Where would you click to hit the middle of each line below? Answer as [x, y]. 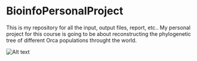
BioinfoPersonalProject [65, 11]
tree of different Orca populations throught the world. [72, 40]
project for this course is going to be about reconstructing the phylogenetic [99, 33]
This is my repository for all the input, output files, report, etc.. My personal [98, 28]
